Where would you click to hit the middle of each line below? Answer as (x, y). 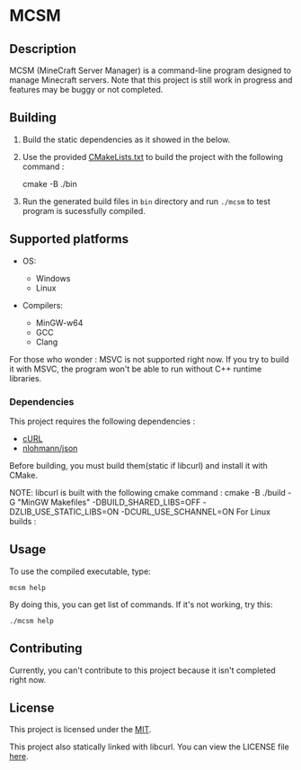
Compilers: (42, 305)
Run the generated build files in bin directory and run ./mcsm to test (146, 201)
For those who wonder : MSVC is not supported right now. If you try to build (149, 359)
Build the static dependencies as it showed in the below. (126, 139)
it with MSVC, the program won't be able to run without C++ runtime (136, 369)
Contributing (46, 649)
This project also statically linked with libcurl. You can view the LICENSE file (149, 747)
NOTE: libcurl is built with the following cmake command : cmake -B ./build (147, 492)
